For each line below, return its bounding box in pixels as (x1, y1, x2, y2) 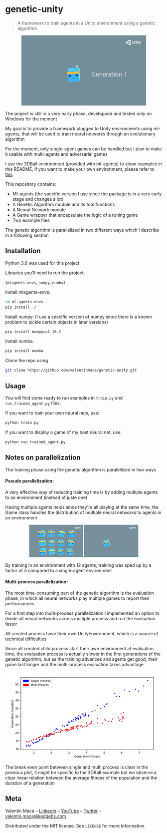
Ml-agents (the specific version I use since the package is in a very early (12, 191, 162, 197)
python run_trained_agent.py (5, 439, 66, 444)
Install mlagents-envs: (5, 289, 51, 295)
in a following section (5, 232, 49, 238)
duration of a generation (5, 780, 55, 786)
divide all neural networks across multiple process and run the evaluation (5, 615, 156, 621)
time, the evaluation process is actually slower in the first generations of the (5, 651, 161, 657)
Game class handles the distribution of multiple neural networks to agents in (5, 509, 162, 515)
